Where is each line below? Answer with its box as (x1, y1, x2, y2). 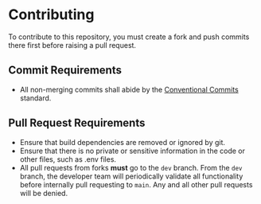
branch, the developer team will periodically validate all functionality (19, 171, 243, 181)
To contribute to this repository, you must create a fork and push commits (8, 32, 250, 41)
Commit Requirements (8, 64, 122, 77)
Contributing (8, 6, 95, 24)
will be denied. (19, 188, 68, 198)
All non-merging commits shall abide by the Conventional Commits (19, 84, 239, 94)
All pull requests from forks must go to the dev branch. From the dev (19, 163, 243, 172)
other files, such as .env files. (19, 154, 117, 164)
